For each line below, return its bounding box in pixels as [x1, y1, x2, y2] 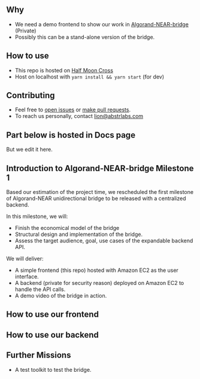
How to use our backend [6, 329, 99, 340]
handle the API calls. [14, 286, 66, 293]
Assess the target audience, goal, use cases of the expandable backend [14, 237, 193, 244]
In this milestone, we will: [6, 213, 68, 220]
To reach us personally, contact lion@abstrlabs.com [14, 113, 144, 120]
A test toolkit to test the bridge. [14, 366, 92, 373]
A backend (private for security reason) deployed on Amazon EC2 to [14, 280, 184, 287]
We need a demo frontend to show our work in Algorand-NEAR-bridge [14, 20, 189, 28]
